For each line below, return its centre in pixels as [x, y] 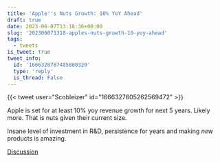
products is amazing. [37, 139]
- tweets [26, 45]
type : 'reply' [33, 71]
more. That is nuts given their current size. [67, 118]
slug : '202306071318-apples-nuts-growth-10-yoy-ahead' [87, 33]
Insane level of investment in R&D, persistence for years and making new [110, 131]
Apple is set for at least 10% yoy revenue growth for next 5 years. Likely [109, 110]
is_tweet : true [29, 52]
